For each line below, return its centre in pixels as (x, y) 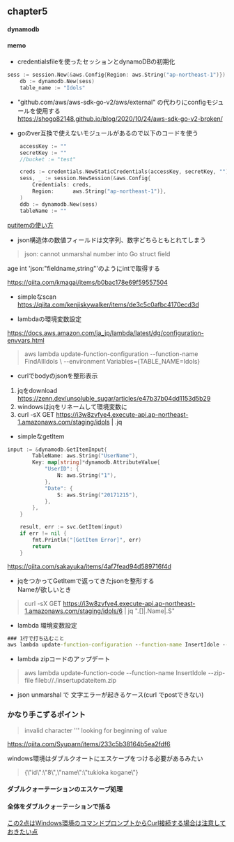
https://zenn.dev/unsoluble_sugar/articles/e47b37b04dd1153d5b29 (114, 398)
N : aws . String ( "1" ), (87, 475)
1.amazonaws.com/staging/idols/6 (73, 611)
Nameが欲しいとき (44, 589)
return (42, 546)
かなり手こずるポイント (46, 715)
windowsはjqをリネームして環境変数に (72, 406)
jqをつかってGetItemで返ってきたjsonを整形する (86, 581)
